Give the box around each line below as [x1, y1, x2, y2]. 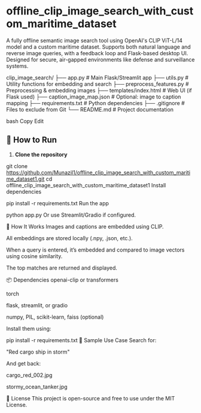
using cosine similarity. [6, 252, 63, 259]
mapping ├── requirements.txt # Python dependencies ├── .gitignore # [6, 99, 185, 106]
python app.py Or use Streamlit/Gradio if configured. [6, 211, 136, 219]
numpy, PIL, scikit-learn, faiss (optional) [6, 313, 104, 321]
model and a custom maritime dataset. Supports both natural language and [6, 43, 191, 50]
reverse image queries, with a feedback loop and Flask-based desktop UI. [6, 49, 188, 56]
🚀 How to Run [6, 135, 57, 145]
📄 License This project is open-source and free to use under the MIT [6, 394, 175, 402]
